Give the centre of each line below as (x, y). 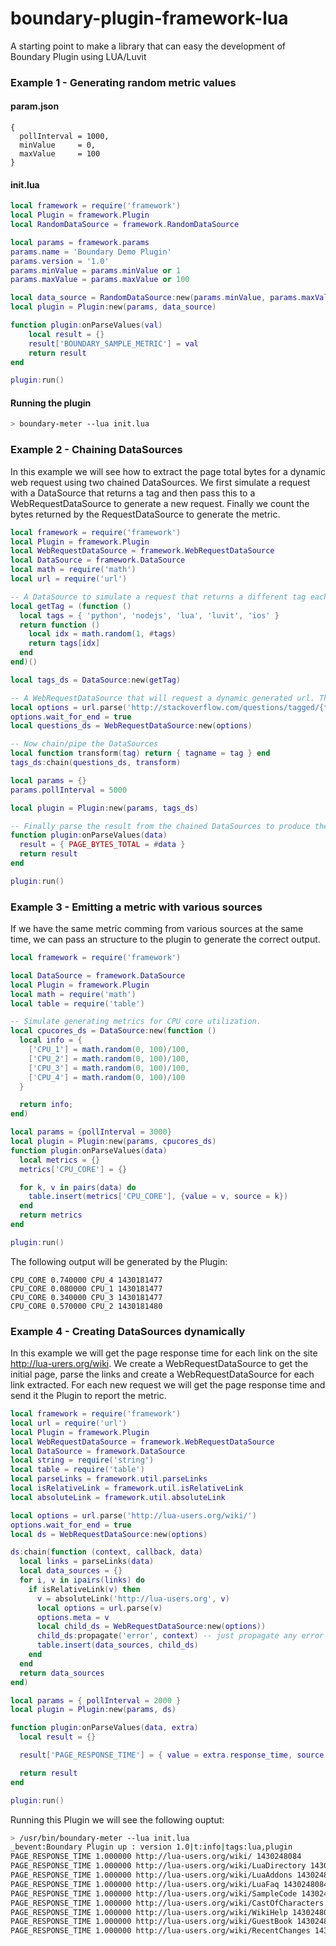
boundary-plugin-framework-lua (149, 18)
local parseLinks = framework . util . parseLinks (109, 1479)
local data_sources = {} (71, 1571)
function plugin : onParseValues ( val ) (86, 325)
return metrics (51, 1215)
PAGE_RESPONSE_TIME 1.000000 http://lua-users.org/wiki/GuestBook (151, 1922)
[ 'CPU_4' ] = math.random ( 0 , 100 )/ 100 (107, 1077)
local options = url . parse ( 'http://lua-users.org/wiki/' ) (133, 1515)
